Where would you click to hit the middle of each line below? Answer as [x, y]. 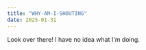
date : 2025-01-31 [32, 20]
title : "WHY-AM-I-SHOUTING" [47, 13]
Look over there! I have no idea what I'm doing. [74, 39]
